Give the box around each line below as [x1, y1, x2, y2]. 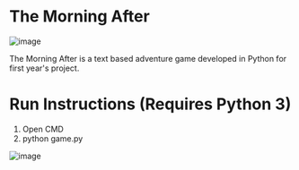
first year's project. [9, 63, 80, 73]
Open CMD [22, 123, 65, 134]
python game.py [22, 132, 84, 144]
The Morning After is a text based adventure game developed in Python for [9, 53, 287, 64]
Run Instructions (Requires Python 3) [9, 94, 292, 115]
